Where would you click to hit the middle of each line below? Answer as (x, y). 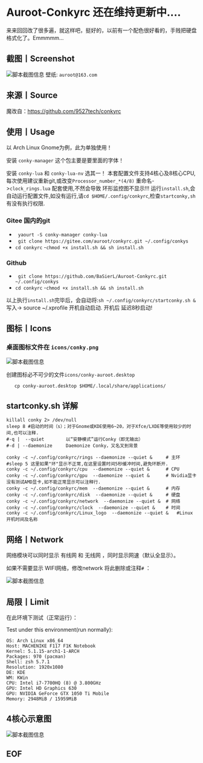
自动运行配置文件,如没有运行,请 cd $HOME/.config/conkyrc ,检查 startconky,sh (101, 196)
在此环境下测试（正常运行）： (42, 618)
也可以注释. (26, 433)
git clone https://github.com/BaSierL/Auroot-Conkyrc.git (92, 276)
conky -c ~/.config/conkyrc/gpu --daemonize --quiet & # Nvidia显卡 (101, 476)
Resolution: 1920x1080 (35, 667)
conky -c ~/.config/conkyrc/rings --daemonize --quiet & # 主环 (93, 458)
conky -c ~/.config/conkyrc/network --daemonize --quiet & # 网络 (93, 502)
